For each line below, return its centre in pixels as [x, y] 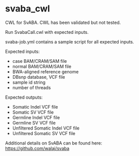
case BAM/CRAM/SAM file [40, 61]
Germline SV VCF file [34, 123]
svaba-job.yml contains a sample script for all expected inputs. [70, 42]
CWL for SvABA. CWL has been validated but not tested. [63, 22]
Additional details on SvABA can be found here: [54, 143]
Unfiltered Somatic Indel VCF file [46, 128]
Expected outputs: [24, 97]
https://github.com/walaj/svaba [37, 148]
